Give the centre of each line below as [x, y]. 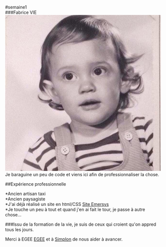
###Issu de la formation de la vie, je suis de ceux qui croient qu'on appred [81, 224]
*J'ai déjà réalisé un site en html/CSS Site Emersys [57, 204]
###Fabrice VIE [21, 12]
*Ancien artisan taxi [25, 194]
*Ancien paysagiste [25, 199]
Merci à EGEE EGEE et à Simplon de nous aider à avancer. [64, 239]
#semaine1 [16, 7]
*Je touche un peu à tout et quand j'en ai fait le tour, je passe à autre [75, 209]
